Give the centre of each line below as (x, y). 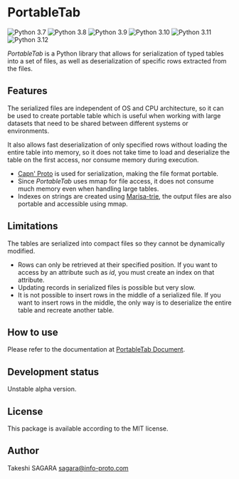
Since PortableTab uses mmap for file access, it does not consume (116, 181)
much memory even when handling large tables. (88, 189)
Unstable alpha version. (42, 389)
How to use (33, 332)
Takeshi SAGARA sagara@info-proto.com (68, 468)
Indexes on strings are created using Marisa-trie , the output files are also (124, 196)
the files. (20, 68)
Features (27, 91)
